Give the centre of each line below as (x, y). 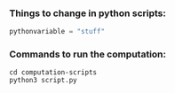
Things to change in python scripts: (87, 13)
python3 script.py (43, 81)
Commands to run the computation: (88, 54)
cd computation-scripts (53, 73)
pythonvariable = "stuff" (57, 32)
